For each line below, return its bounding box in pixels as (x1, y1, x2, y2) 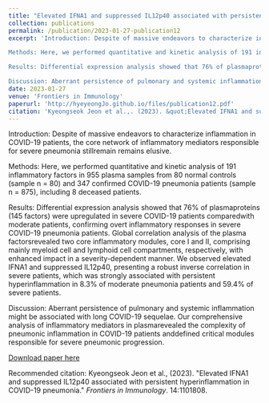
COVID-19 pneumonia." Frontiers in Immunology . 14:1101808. (8, 385, 208, 395)
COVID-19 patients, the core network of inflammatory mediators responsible (8, 138, 259, 147)
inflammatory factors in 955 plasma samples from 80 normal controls (8, 170, 237, 180)
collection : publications (8, 19, 94, 27)
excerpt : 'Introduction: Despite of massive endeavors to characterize (8, 34, 252, 42)
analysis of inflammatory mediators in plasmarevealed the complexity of (8, 320, 246, 330)
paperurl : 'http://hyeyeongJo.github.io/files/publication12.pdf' (8, 99, 235, 108)
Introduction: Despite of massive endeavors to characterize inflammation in (8, 129, 256, 139)
